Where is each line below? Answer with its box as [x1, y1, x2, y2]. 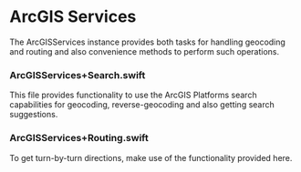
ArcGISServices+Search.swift [9, 68, 146, 81]
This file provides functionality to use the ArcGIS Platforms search [9, 89, 257, 101]
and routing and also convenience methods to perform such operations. [9, 46, 280, 56]
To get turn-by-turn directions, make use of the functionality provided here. [9, 152, 293, 163]
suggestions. [9, 109, 58, 120]
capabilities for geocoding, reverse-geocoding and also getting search [9, 99, 275, 110]
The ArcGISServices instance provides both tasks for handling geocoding [9, 36, 285, 47]
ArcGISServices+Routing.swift [9, 132, 149, 145]
